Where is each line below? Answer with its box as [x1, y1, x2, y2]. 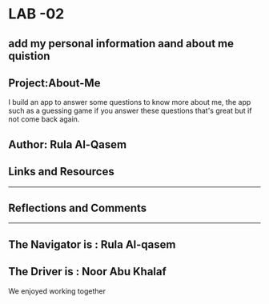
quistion [8, 49, 50, 62]
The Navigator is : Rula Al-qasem [8, 238, 176, 251]
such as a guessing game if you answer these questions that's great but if [8, 106, 252, 116]
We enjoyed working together [8, 286, 106, 296]
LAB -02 [8, 5, 65, 23]
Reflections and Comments [8, 201, 147, 214]
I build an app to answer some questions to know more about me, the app [8, 98, 251, 107]
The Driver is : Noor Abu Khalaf [8, 265, 167, 278]
